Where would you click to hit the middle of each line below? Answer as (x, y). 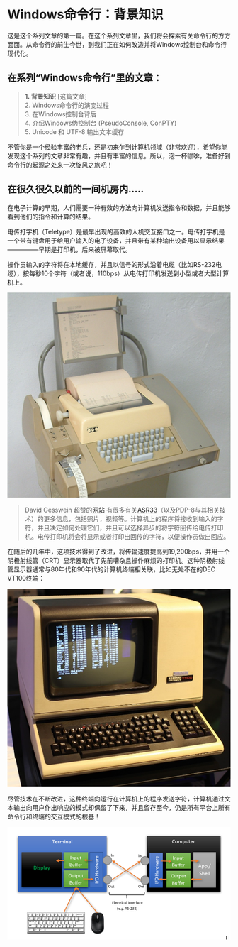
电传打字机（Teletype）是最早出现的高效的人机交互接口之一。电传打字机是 (116, 231)
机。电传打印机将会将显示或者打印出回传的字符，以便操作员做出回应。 (127, 536)
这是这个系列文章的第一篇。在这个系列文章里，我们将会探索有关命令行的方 (116, 35)
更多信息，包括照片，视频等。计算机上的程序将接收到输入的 (130, 518)
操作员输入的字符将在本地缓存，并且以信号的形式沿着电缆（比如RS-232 (112, 264)
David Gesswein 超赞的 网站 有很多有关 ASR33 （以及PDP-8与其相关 (122, 510)
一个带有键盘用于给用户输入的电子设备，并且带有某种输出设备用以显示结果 (116, 240)
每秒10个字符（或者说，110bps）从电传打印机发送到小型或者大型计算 (129, 273)
